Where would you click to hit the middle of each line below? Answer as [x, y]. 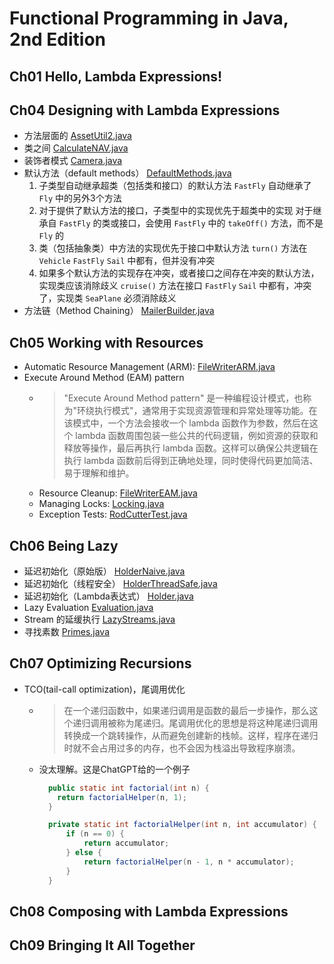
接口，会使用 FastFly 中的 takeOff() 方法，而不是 [221, 223]
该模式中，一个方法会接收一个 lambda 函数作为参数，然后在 [186, 423]
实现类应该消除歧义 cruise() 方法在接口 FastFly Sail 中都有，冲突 [175, 286]
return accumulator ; [126, 843]
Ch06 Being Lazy [64, 545]
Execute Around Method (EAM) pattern [104, 378]
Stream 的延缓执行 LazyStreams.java [99, 619]
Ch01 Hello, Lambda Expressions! [116, 76]
